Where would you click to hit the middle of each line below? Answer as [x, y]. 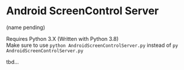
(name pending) [26, 27]
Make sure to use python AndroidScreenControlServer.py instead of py [92, 45]
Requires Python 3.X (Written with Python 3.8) [62, 39]
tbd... [12, 62]
